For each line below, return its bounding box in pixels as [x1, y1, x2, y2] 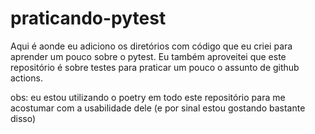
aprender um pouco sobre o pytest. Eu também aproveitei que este [10, 50, 287, 62]
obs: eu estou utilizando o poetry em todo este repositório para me [10, 91, 286, 103]
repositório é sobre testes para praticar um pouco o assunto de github [10, 61, 300, 73]
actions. [10, 72, 43, 84]
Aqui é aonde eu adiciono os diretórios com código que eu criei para [10, 40, 293, 52]
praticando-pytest [10, 7, 167, 30]
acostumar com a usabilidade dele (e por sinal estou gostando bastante [10, 102, 306, 114]
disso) [10, 112, 37, 124]
